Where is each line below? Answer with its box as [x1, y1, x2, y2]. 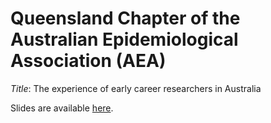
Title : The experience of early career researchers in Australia [10, 82, 262, 94]
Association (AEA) [10, 50, 167, 72]
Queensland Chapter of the [10, 7, 241, 30]
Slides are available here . [10, 102, 114, 114]
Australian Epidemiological [10, 28, 239, 51]
